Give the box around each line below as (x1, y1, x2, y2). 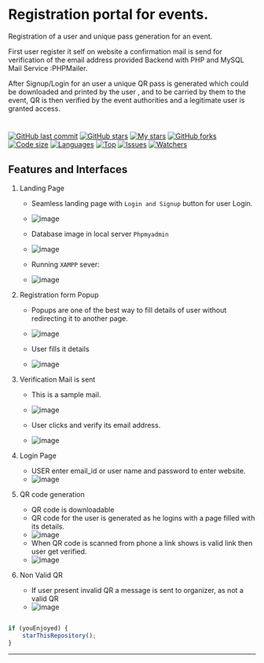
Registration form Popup (19, 289, 99, 300)
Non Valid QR (19, 570, 63, 580)
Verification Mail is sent (19, 374, 96, 384)
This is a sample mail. (31, 389, 101, 399)
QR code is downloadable (31, 505, 115, 514)
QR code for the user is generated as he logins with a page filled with (31, 513, 255, 522)
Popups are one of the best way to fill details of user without (31, 305, 227, 315)
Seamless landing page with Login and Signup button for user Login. (31, 198, 253, 208)
